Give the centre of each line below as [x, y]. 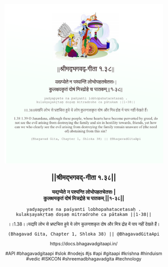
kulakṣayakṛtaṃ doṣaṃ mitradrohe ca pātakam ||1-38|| [84, 214]
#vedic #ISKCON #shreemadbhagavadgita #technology [84, 258]
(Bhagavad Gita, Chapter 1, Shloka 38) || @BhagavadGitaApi [84, 234]
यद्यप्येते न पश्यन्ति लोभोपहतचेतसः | [84, 192]
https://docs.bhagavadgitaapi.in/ [84, 243]
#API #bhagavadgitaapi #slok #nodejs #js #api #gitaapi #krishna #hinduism [84, 253]
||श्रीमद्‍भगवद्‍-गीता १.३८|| [84, 178]
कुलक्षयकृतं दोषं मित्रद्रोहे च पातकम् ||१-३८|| [84, 198]
